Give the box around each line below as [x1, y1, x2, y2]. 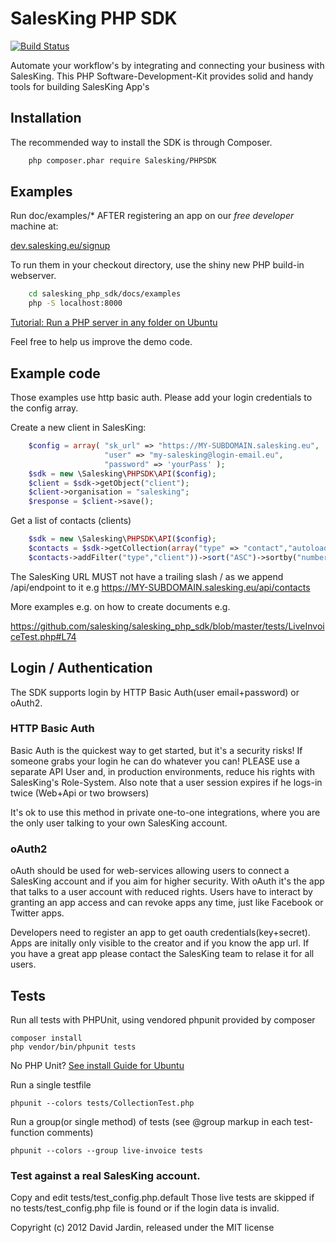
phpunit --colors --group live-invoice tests [10, 1145, 203, 1156]
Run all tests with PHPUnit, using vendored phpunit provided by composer [10, 1013, 316, 1026]
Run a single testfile [10, 1078, 92, 1091]
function [10, 1126, 45, 1138]
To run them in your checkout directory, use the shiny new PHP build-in [10, 259, 305, 271]
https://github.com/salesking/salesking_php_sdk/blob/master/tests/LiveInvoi [10, 620, 325, 632]
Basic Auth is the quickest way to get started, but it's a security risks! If [10, 744, 303, 756]
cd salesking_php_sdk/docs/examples [28, 289, 182, 299]
